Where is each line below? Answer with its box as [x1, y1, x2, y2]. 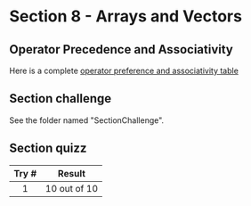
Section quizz [9, 141, 87, 156]
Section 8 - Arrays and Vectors [9, 6, 243, 27]
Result [57, 167, 86, 179]
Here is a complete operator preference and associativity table [9, 65, 239, 76]
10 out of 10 [45, 182, 99, 194]
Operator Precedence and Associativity [9, 42, 233, 57]
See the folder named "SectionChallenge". [9, 114, 165, 126]
